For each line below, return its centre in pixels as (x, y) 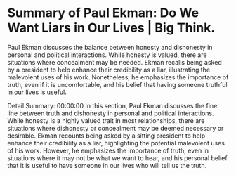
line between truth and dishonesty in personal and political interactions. (111, 113)
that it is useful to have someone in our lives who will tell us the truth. (107, 165)
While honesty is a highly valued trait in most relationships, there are (106, 120)
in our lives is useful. (37, 92)
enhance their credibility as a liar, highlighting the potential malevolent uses (116, 143)
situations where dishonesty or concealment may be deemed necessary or (116, 128)
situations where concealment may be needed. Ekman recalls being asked (115, 62)
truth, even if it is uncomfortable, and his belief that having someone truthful (117, 84)
